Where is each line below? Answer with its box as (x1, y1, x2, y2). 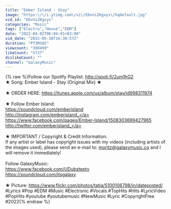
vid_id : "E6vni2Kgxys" (5, 17, 54, 22)
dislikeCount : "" (5, 55, 42, 60)
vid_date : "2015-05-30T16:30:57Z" (5, 36, 79, 41)
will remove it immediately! (5, 150, 61, 156)
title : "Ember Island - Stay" (5, 7, 70, 13)
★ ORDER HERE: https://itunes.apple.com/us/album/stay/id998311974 (5, 90, 153, 96)
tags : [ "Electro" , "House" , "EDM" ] (5, 27, 77, 32)
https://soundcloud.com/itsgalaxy (5, 172, 77, 178)
